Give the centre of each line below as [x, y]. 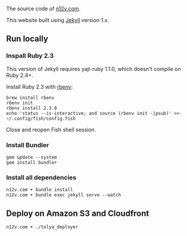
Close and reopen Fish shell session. [51, 129]
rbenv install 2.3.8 [32, 108]
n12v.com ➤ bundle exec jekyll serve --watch [63, 195]
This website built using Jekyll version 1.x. [57, 20]
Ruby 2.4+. [20, 75]
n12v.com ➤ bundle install [40, 190]
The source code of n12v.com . [43, 9]
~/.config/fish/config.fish [41, 119]
